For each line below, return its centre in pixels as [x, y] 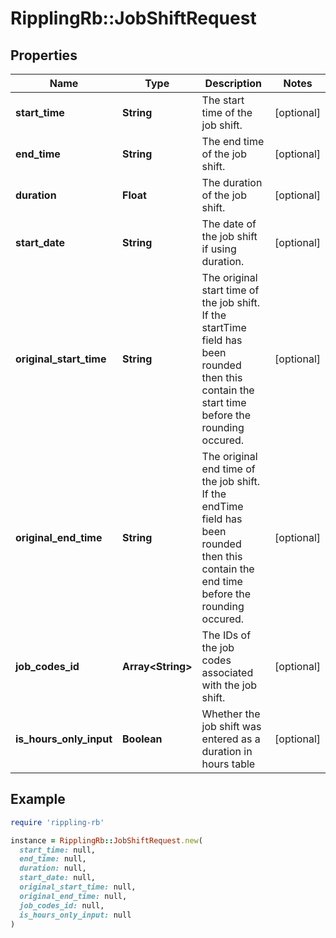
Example [38, 799]
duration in [227, 751]
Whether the [231, 714]
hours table [228, 764]
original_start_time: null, [78, 887]
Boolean [142, 739]
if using [219, 249]
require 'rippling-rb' [57, 822]
